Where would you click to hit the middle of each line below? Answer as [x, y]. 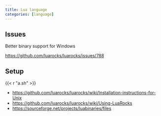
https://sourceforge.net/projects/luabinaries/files [62, 109]
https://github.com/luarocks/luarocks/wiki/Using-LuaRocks [72, 103]
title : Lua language [26, 10]
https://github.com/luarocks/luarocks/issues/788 [55, 56]
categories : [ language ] [30, 14]
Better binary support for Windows [40, 46]
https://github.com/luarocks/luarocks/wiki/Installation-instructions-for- [84, 93]
